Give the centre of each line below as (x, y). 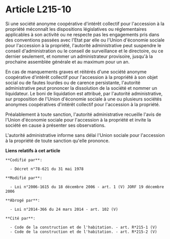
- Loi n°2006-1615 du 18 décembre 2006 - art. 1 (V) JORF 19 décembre (87, 187)
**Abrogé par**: (23, 200)
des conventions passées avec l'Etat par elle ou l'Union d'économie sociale (85, 40)
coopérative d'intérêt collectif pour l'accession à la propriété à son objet (82, 77)
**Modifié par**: (24, 178)
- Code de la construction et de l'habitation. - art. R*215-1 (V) (84, 227)
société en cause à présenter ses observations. (55, 125)
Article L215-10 (39, 9)
